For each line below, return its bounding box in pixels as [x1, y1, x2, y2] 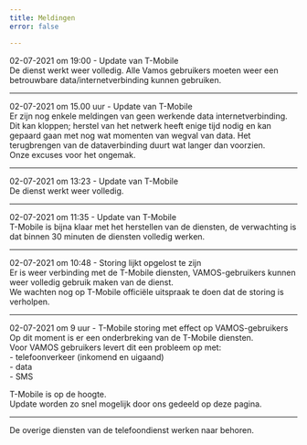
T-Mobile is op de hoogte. [9, 388, 107, 399]
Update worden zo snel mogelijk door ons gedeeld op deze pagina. [9, 398, 262, 409]
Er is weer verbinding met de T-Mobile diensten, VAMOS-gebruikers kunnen [9, 267, 296, 278]
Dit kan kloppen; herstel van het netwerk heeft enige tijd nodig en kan [9, 120, 272, 131]
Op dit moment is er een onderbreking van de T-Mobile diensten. [9, 332, 254, 343]
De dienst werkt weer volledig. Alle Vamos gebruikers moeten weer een [9, 65, 279, 76]
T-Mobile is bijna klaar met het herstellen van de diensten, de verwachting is [9, 221, 297, 232]
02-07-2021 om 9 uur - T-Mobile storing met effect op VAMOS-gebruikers [9, 322, 289, 334]
